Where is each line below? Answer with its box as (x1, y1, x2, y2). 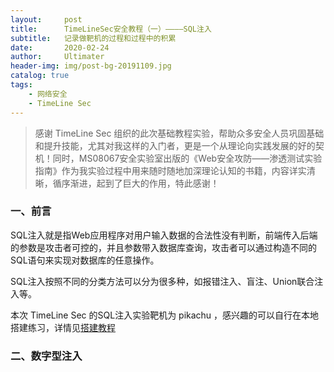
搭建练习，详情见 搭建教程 (10, 321, 116, 333)
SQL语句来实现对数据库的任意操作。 (10, 254, 160, 266)
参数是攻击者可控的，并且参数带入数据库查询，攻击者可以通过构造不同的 (18, 241, 317, 253)
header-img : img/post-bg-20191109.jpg (10, 61, 172, 71)
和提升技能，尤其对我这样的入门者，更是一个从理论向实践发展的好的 (34, 139, 316, 151)
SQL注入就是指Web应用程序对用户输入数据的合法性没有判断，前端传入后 (10, 229, 310, 241)
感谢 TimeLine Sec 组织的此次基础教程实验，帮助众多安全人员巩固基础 (34, 127, 325, 139)
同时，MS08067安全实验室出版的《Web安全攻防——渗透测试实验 (52, 152, 323, 164)
